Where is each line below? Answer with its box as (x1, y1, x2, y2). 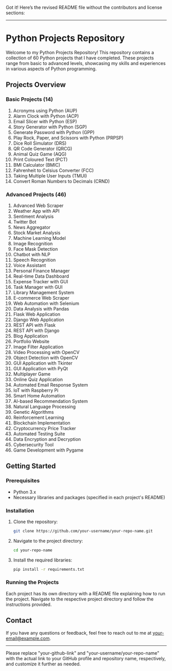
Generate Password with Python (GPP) (13, 129, 95, 135)
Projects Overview (6, 80, 66, 89)
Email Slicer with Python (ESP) (13, 118, 77, 124)
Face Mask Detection (13, 245, 58, 252)
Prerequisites (6, 477, 40, 484)
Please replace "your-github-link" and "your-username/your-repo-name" (6, 650, 160, 656)
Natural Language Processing (13, 404, 76, 410)
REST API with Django (13, 327, 60, 333)
